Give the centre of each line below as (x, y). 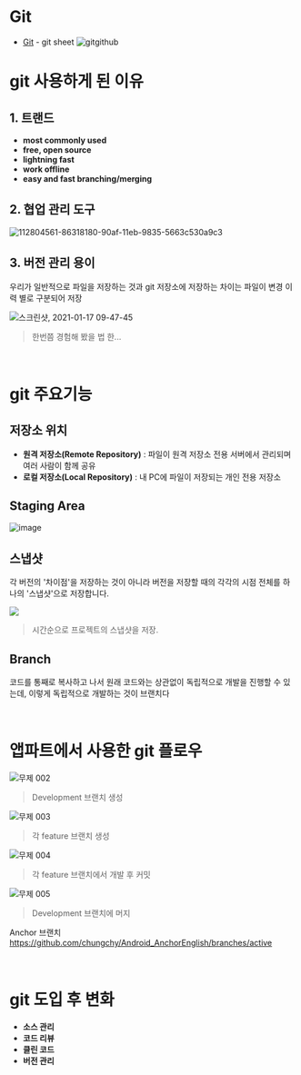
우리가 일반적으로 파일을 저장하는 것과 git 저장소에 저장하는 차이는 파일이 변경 (146, 286)
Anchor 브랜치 (35, 932)
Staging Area (47, 506)
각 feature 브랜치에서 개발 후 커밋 (91, 874)
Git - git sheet (48, 42)
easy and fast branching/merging (87, 178)
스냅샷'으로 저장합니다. (69, 593)
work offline (46, 169)
